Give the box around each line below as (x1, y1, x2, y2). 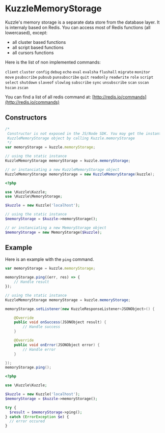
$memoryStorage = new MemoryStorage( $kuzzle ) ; (5, 230, 102, 235)
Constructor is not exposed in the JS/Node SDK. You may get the (7, 131, 144, 136)
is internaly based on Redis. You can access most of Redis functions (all (5, 24, 151, 30)
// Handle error (23, 347, 56, 352)
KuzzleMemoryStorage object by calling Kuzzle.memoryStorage (7, 136, 135, 141)
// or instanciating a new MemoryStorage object (5, 225, 107, 230)
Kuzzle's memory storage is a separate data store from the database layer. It (5, 19, 160, 25)
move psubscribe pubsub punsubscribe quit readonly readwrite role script (5, 75, 154, 80)
